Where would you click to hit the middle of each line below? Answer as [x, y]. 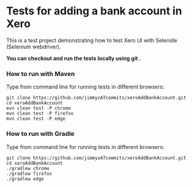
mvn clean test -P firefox [40, 114]
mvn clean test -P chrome [38, 108]
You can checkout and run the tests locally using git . [73, 58]
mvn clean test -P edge [36, 119]
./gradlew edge [25, 179]
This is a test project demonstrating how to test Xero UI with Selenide [92, 40]
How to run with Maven [40, 74]
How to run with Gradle [40, 134]
